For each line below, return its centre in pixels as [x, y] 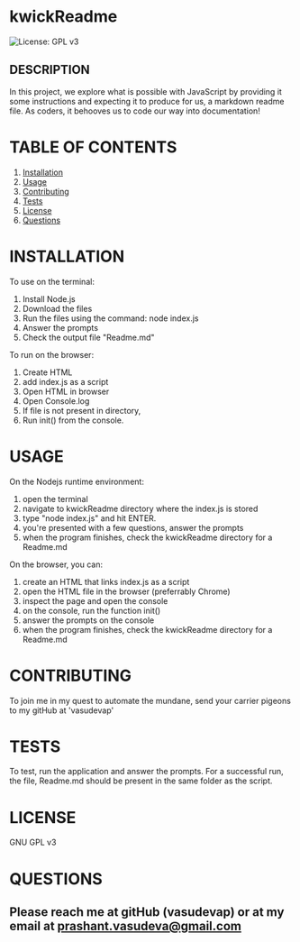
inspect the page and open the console [95, 600]
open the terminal [55, 498]
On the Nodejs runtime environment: [77, 481]
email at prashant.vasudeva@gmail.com [125, 926]
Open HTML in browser [66, 391]
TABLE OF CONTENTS [93, 147]
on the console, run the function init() [91, 610]
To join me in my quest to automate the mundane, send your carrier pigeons [150, 700]
